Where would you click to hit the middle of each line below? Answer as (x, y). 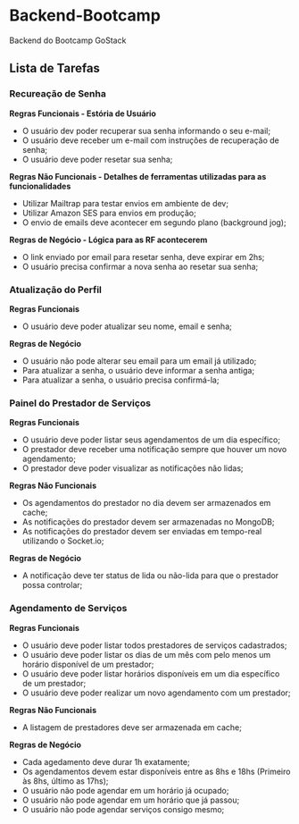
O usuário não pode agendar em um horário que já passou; (131, 800)
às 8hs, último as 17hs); (65, 781)
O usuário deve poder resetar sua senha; (97, 159)
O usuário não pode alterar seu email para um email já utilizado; (139, 361)
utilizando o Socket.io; (63, 541)
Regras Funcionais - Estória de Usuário (83, 114)
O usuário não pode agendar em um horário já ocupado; (125, 790)
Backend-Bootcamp (85, 16)
